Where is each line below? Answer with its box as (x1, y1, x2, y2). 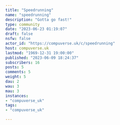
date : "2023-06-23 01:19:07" (5, 27, 67, 32)
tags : (5, 103, 17, 108)
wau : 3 (5, 84, 19, 89)
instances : (5, 93, 29, 98)
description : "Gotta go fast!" (5, 17, 72, 22)
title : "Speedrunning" (5, 7, 54, 13)
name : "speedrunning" (5, 12, 52, 17)
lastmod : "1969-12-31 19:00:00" (5, 50, 74, 55)
